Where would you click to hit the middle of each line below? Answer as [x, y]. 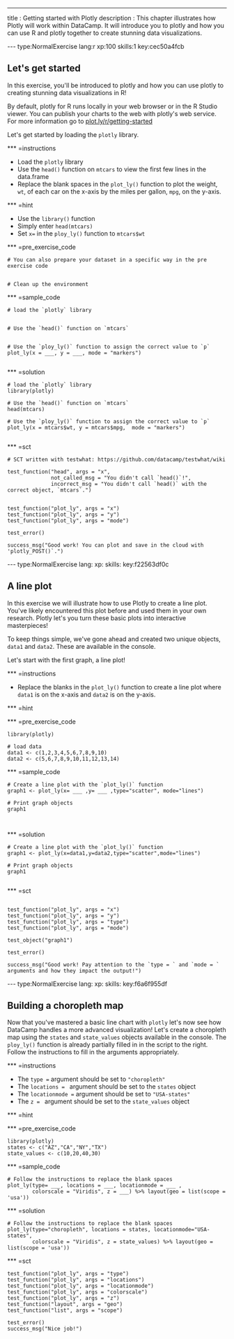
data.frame [33, 176]
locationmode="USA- [182, 1230]
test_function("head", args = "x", [59, 472]
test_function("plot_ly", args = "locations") [76, 1280]
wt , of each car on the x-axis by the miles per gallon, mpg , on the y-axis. [119, 191]
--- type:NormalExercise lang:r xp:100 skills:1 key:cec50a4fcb [96, 46]
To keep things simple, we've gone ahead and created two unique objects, [114, 639]
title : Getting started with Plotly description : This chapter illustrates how [111, 18]
